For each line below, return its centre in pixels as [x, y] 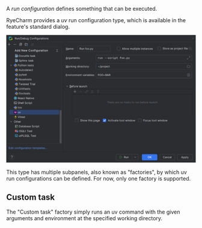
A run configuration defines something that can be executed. [82, 9]
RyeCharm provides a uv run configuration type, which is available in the [96, 20]
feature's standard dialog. [38, 27]
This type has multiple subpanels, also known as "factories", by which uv [97, 172]
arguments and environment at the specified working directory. [84, 218]
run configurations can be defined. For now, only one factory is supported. [99, 179]
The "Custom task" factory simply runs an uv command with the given [93, 212]
